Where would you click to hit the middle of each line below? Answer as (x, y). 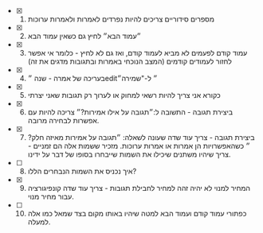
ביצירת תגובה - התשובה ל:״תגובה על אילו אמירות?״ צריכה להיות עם (130, 112)
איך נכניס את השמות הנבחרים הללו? (82, 171)
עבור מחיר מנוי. (51, 196)
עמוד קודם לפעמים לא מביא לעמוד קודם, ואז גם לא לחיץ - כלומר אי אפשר (137, 53)
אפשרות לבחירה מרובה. (63, 120)
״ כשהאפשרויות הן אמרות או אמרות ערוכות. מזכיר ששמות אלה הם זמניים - (139, 146)
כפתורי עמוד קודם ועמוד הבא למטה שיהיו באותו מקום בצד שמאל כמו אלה (137, 214)
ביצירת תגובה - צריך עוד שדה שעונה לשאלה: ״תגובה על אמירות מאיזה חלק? (141, 137)
